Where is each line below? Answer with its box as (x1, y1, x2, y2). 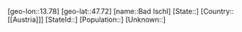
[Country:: (201, 7, 234, 16)
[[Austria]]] (7, 15, 45, 24)
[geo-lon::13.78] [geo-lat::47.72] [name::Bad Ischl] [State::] (7, 7, 200, 16)
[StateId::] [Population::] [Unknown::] (45, 15, 166, 24)
